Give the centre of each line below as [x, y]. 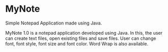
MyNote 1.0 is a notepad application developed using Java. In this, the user [84, 33]
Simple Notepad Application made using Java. [54, 23]
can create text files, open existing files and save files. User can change [81, 38]
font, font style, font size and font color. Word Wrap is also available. [77, 43]
